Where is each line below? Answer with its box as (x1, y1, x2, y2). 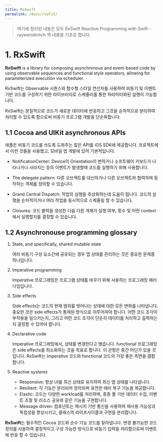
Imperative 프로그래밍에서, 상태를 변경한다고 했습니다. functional (12, 341, 137, 347)
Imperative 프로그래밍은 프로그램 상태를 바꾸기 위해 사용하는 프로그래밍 (12, 277, 148, 283)
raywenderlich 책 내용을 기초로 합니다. (17, 32, 91, 37)
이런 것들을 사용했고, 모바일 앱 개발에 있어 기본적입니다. (10, 148, 115, 154)
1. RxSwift (5, 49, 45, 60)
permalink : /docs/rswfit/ (5, 12, 57, 17)
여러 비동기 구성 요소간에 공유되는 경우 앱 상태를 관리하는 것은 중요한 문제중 (12, 251, 155, 257)
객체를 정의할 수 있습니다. (25, 181, 73, 187)
